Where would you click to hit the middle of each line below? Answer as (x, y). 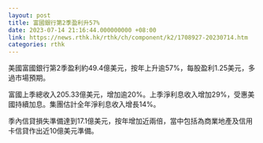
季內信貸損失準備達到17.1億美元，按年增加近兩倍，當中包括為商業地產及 (124, 121)
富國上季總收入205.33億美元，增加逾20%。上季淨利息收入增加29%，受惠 (128, 94)
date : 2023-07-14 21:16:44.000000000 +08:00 (82, 30)
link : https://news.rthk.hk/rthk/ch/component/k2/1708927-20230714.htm (128, 37)
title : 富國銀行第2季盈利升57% (54, 23)
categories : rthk (37, 45)
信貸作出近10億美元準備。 (56, 131)
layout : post (30, 15)
